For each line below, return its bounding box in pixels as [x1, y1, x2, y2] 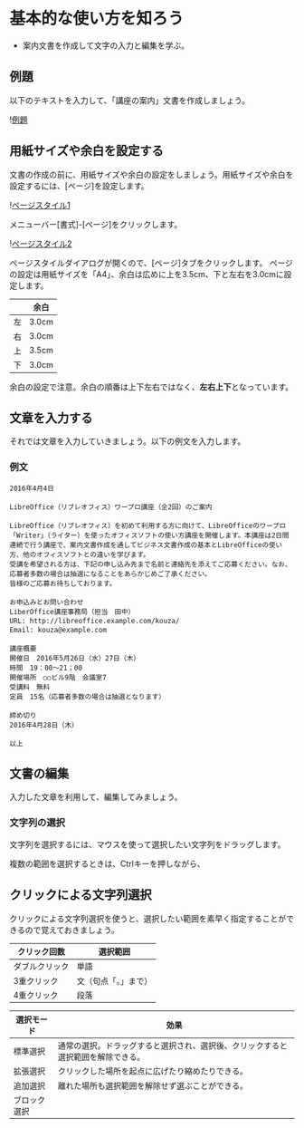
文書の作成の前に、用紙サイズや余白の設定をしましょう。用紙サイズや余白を [9, 169, 294, 179]
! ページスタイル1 [9, 199, 71, 210]
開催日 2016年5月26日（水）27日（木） [9, 653, 140, 662]
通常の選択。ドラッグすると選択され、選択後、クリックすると [57, 1040, 288, 1051]
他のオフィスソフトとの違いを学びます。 [22, 550, 151, 559]
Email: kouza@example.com [9, 625, 107, 634]
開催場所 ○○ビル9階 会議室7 [9, 672, 107, 682]
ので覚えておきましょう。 [24, 924, 119, 935]
